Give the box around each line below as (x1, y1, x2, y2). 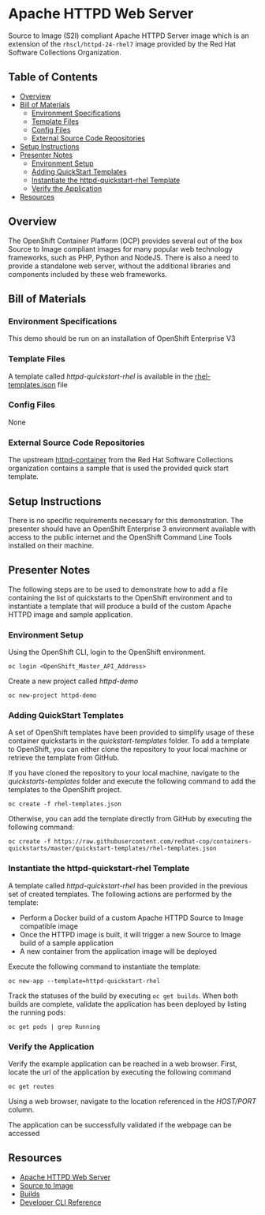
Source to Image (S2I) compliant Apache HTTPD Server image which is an (8, 31, 250, 40)
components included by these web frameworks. (8, 269, 167, 279)
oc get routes (8, 1082, 55, 1090)
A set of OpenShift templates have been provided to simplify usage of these (8, 727, 255, 738)
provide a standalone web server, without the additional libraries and (8, 261, 231, 271)
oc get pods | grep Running (8, 1022, 101, 1030)
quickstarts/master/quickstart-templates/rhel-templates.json (8, 845, 217, 853)
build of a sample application (19, 938, 114, 948)
